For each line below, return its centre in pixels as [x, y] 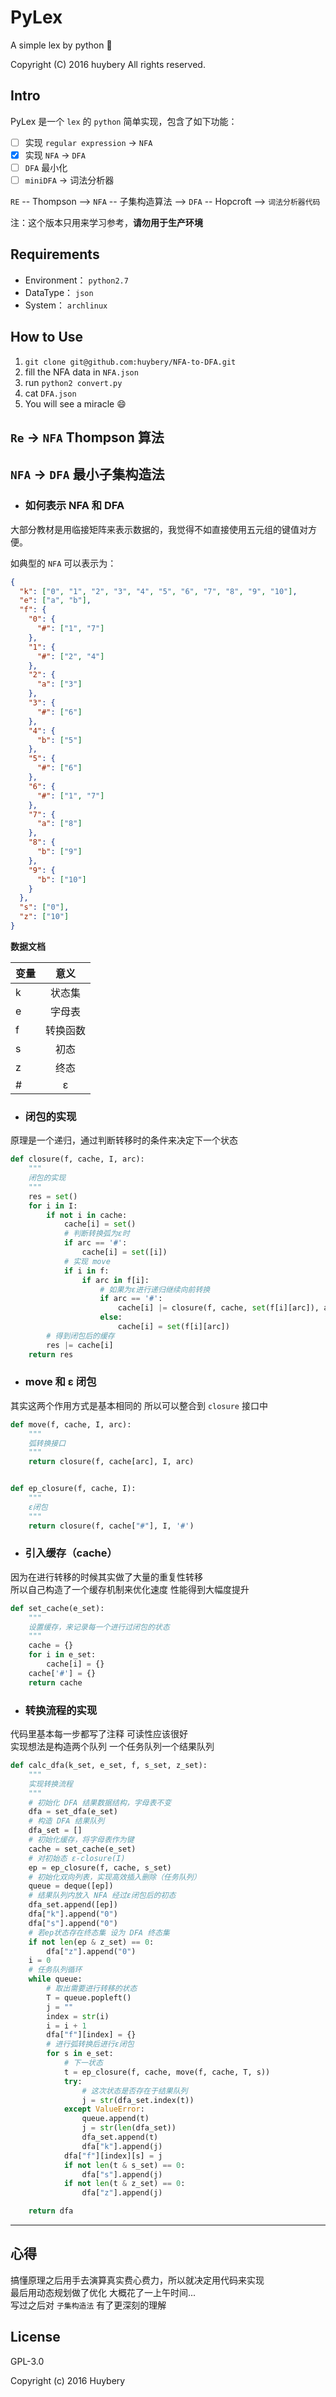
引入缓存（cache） [71, 1553]
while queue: [55, 1979]
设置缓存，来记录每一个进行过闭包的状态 [99, 1627]
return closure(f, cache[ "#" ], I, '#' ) [111, 1526]
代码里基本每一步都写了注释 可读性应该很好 [99, 1734]
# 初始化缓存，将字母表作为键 [81, 1840]
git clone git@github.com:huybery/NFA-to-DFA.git [130, 362]
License [35, 2337]
